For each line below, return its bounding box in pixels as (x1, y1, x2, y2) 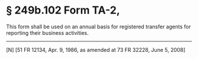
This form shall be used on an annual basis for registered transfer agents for (6, 23, 192, 30)
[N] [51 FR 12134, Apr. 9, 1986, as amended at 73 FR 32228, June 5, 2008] (6, 46, 186, 53)
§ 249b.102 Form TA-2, (6, 4, 120, 17)
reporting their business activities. (6, 29, 89, 36)
